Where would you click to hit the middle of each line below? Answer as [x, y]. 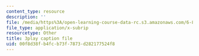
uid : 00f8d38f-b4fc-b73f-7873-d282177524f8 [61, 44]
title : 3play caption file [39, 38]
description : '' [26, 17]
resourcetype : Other [32, 33]
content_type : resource [36, 11]
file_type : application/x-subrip [47, 28]
